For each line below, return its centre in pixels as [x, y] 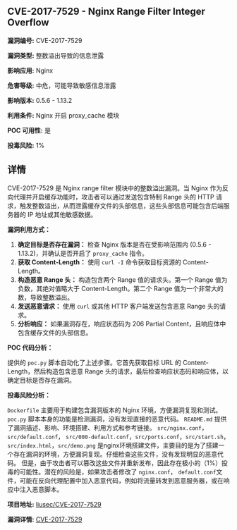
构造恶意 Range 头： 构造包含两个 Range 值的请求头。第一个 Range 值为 [122, 279]
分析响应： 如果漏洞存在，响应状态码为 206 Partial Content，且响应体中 [122, 323]
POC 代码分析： [30, 347]
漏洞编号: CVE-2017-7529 [45, 40]
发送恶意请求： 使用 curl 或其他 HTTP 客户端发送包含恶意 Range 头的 [119, 306]
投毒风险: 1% [26, 145]
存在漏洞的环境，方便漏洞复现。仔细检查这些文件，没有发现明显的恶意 [115, 454]
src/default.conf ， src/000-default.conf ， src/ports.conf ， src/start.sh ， [119, 436]
